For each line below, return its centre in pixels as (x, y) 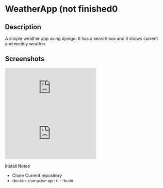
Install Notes (17, 166)
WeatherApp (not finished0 (61, 9)
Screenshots (25, 59)
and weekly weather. (26, 44)
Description (23, 27)
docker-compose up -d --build (43, 180)
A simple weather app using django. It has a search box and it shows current (81, 38)
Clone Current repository (37, 175)
